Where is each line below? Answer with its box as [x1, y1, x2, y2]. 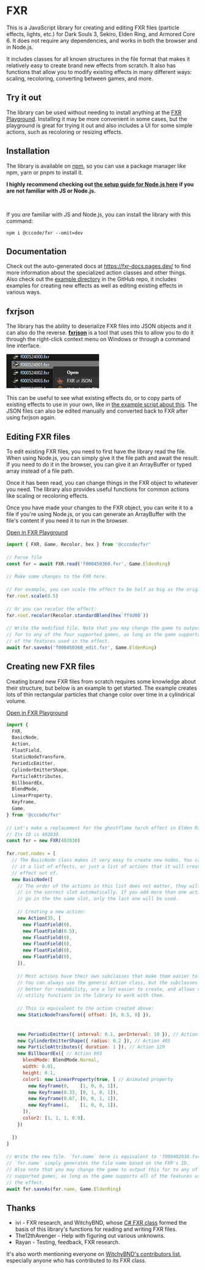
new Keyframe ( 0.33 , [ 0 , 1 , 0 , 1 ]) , [28, 1089, 119, 1095]
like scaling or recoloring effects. [6, 492, 89, 499]
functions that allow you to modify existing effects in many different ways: [6, 68, 192, 75]
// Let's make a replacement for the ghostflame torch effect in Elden [6, 825, 192, 831]
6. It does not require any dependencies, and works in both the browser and [6, 37, 198, 44]
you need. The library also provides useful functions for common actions [6, 485, 189, 493]
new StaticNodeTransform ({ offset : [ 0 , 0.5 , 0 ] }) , [17, 1012, 151, 1018]
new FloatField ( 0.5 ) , [22, 928, 78, 934]
